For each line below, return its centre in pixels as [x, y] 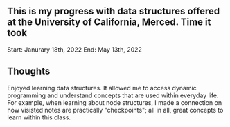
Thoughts [29, 71]
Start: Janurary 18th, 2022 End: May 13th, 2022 [74, 49]
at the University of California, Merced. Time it [109, 22]
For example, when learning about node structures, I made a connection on [115, 102]
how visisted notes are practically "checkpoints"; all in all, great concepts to [115, 110]
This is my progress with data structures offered [114, 11]
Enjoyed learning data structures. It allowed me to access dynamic [102, 88]
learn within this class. [39, 117]
